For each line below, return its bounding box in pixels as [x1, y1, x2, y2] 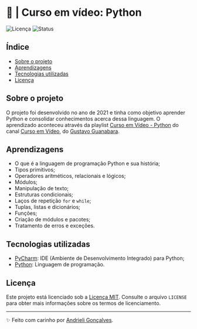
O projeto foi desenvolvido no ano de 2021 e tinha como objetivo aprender [6, 109, 186, 116]
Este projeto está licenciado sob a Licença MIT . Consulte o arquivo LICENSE [6, 293, 187, 300]
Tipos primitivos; [14, 166, 56, 173]
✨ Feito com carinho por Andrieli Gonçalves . [6, 317, 113, 323]
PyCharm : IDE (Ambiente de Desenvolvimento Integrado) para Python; [14, 255, 185, 262]
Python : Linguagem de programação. [14, 261, 105, 268]
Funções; [14, 210, 38, 217]
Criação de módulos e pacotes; [14, 216, 91, 223]
